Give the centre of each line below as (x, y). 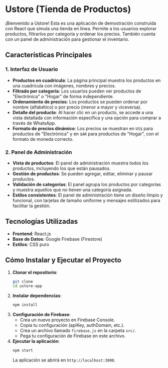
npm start (23, 350)
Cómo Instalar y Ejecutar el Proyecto (63, 260)
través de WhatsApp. (34, 123)
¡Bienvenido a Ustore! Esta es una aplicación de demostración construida (81, 23)
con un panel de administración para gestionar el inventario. (67, 39)
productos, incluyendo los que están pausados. (61, 168)
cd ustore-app (27, 286)
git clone (23, 282)
